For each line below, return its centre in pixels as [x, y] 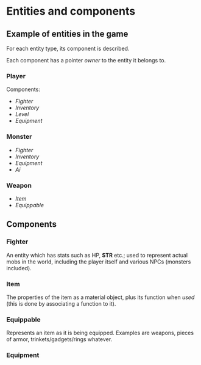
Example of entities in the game [67, 34]
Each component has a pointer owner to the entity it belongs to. [86, 60]
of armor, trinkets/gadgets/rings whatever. [59, 339]
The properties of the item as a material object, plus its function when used [100, 297]
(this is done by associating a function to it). [61, 303]
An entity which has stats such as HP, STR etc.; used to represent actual [97, 255]
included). [19, 268]
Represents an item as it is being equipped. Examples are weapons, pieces [100, 333]
